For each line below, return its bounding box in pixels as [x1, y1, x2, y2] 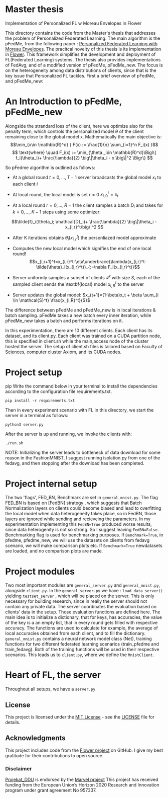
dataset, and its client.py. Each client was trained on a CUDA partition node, [5, 333, 161, 339]
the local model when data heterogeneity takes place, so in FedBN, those [5, 511, 156, 517]
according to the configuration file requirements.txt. [5, 388, 112, 394]
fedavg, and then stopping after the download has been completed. [5, 460, 144, 466]
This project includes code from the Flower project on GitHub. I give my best [5, 747, 163, 753]
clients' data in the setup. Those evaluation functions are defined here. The [5, 609, 160, 615]
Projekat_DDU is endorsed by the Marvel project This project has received [5, 776, 158, 783]
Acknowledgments [5, 734, 66, 743]
